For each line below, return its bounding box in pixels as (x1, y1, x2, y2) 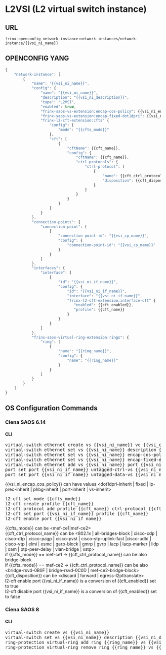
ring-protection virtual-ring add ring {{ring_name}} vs (5, 639, 146, 645)
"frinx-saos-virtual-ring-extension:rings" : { (31, 335, 129, 340)
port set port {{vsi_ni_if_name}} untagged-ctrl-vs (5, 467, 133, 472)
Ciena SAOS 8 (5, 606, 40, 613)
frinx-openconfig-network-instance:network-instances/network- (5, 36, 138, 41)
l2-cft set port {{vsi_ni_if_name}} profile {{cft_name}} (5, 511, 149, 517)
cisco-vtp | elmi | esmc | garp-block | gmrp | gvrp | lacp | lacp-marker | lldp (5, 541, 159, 547)
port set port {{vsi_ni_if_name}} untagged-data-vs (5, 472, 133, 477)
